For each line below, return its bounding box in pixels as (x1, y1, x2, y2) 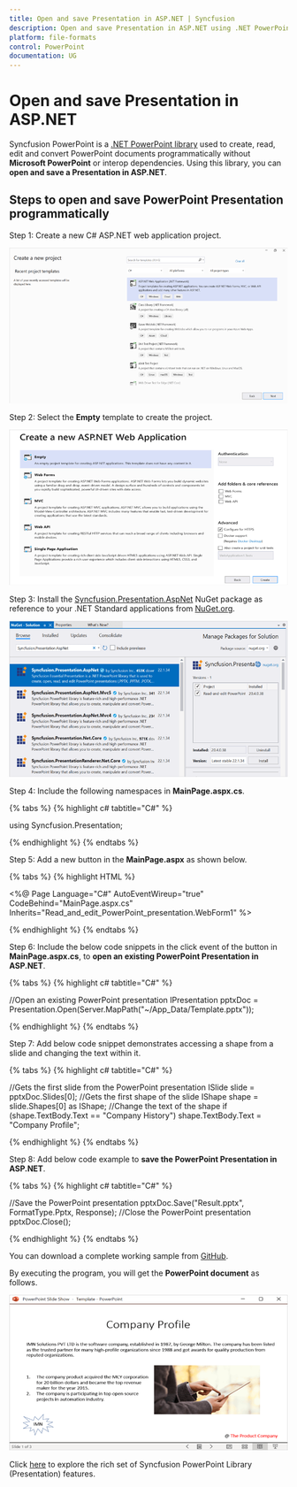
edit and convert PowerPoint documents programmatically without (9, 149, 251, 159)
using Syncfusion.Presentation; (9, 819, 124, 831)
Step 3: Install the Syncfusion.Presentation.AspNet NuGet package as (9, 594, 263, 605)
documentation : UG (9, 51, 77, 61)
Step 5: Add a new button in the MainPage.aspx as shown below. (9, 854, 247, 864)
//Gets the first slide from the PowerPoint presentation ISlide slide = (9, 1082, 255, 1092)
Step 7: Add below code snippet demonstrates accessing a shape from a (9, 1038, 274, 1048)
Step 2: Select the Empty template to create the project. (9, 412, 213, 423)
